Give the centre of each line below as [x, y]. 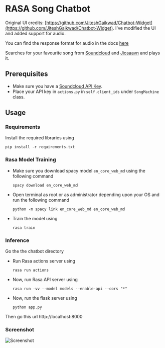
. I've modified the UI [134, 28]
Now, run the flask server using [45, 298]
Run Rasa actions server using [44, 261]
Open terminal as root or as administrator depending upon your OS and [86, 195]
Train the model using [35, 218]
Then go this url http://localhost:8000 [44, 317]
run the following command [41, 200]
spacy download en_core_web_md [45, 185]
